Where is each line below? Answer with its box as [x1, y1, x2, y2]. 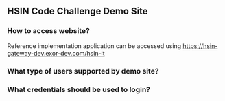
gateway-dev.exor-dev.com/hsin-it [7, 49, 105, 57]
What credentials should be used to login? [7, 85, 151, 94]
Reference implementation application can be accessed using [7, 41, 182, 50]
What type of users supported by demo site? [7, 66, 159, 76]
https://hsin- [182, 41, 218, 50]
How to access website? [7, 26, 91, 36]
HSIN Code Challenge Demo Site [7, 5, 149, 17]
